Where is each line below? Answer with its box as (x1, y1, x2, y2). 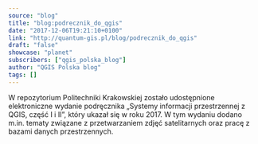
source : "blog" (8, 11, 59, 20)
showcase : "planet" (8, 49, 73, 56)
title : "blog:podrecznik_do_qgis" (8, 19, 123, 27)
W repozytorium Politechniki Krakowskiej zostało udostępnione (8, 92, 215, 102)
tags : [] (8, 71, 37, 79)
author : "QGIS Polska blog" (8, 64, 102, 72)
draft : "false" (8, 41, 59, 49)
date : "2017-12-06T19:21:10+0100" (8, 26, 123, 34)
